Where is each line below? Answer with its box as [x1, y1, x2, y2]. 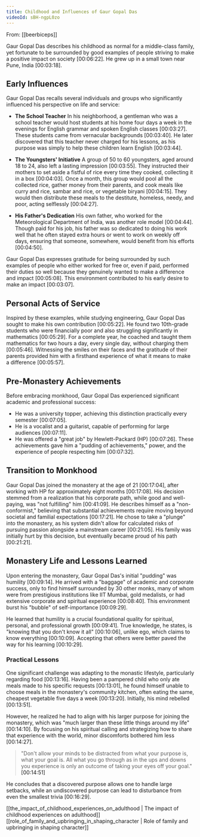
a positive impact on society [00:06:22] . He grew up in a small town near [6, 55, 185, 62]
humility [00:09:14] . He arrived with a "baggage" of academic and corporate [6, 578, 194, 586]
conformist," [6, 507, 37, 514]
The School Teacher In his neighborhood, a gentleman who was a [14, 113, 178, 120]
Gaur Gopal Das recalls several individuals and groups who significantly [6, 95, 183, 102]
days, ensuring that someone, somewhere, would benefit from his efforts [14, 238, 195, 245]
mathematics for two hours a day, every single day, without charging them [6, 339, 189, 347]
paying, [6, 501, 25, 508]
